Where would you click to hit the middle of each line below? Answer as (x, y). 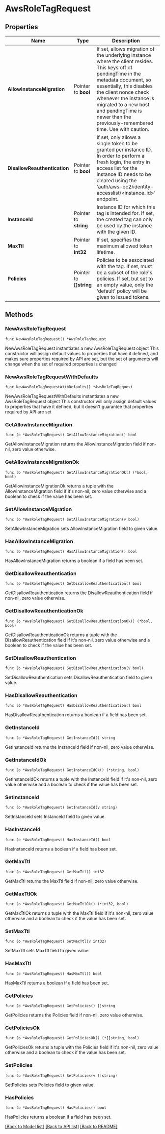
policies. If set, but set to (125, 279)
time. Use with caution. (123, 129)
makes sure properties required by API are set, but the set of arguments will (82, 359)
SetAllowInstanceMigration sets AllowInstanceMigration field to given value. (82, 528)
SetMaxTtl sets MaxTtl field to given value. (47, 951)
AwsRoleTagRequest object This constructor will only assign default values (81, 401)
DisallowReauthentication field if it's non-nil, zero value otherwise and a (78, 640)
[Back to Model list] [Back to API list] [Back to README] (61, 1126)
